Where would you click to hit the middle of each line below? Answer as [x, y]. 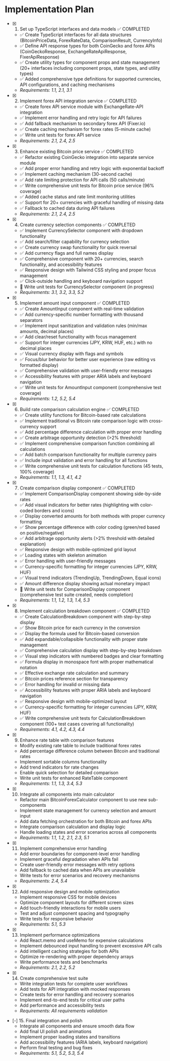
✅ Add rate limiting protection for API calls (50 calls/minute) [82, 180]
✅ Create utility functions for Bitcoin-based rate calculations [83, 415]
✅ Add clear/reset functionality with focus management [78, 337]
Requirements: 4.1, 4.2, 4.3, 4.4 [52, 729]
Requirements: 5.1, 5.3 [42, 924]
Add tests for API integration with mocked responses [75, 989]
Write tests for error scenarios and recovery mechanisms [80, 875]
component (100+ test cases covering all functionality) [77, 724]
